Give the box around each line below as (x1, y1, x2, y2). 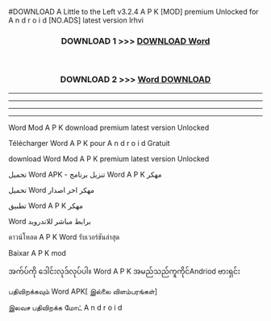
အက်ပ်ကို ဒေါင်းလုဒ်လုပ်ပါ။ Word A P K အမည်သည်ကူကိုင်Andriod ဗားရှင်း (8, 266, 240, 276)
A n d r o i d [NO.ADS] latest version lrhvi (8, 15, 144, 25)
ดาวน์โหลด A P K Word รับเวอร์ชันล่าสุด (8, 231, 119, 241)
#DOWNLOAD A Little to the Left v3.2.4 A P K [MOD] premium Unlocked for (8, 7, 260, 16)
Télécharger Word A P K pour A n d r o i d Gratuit (8, 138, 171, 148)
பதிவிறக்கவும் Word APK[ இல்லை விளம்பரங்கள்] (8, 286, 158, 296)
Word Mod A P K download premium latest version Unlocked (8, 123, 210, 132)
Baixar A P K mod (8, 248, 67, 257)
